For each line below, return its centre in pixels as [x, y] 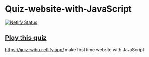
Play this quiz [26, 38]
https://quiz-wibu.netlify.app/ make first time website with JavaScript [74, 49]
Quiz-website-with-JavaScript [68, 9]
